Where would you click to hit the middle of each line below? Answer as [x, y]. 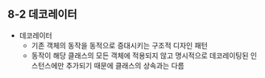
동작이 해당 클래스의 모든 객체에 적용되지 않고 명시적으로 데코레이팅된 [140, 55]
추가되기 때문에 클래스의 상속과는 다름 [125, 65]
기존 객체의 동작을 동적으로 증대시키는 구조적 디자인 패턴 [120, 45]
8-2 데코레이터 [42, 14]
